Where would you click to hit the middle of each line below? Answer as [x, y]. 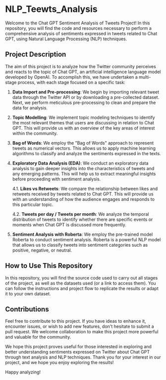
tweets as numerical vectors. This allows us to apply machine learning [84, 148]
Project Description [36, 54]
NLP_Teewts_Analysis [51, 9]
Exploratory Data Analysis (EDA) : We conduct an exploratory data [80, 163]
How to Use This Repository [49, 266]
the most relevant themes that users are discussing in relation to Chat [83, 122]
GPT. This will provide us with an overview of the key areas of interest [83, 128]
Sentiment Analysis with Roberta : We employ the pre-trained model [83, 234]
